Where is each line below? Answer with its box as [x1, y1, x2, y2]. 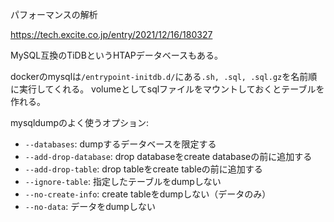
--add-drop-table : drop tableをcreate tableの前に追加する [24, 163, 263, 175]
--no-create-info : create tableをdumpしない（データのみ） [24, 188, 272, 200]
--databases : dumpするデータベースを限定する [24, 138, 217, 150]
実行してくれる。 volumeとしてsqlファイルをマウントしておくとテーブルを [18, 83, 325, 95]
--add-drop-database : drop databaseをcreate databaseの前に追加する [24, 151, 313, 162]
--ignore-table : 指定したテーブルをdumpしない [24, 176, 222, 187]
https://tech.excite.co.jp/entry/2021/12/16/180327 [10, 29, 213, 40]
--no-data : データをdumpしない [24, 201, 156, 212]
